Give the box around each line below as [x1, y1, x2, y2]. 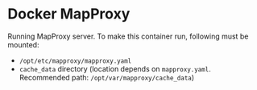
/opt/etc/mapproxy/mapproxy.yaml [19, 57, 132, 65]
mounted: [7, 39, 39, 49]
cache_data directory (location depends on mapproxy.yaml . [19, 63, 211, 73]
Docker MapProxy [7, 5, 131, 23]
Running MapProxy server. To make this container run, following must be [7, 31, 249, 41]
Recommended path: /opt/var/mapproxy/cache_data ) [19, 72, 195, 82]
